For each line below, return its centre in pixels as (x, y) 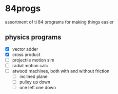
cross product (26, 55)
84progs (23, 9)
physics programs (33, 37)
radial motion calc (30, 65)
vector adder (25, 49)
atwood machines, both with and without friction (61, 71)
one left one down (38, 88)
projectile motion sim (33, 60)
